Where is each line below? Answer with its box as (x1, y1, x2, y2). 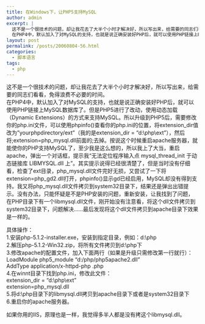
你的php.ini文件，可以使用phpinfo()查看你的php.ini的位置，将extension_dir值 (6, 122, 199, 129)
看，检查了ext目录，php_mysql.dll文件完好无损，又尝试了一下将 (6, 168, 167, 175)
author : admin (6, 15, 43, 21)
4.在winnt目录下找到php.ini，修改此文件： (6, 270, 112, 277)
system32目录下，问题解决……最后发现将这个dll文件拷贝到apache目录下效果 (6, 205, 199, 213)
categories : (6, 49, 37, 55)
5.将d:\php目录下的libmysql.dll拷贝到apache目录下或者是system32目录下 (6, 290, 190, 298)
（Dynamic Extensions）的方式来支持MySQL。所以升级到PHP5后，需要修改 (6, 114, 197, 121)
